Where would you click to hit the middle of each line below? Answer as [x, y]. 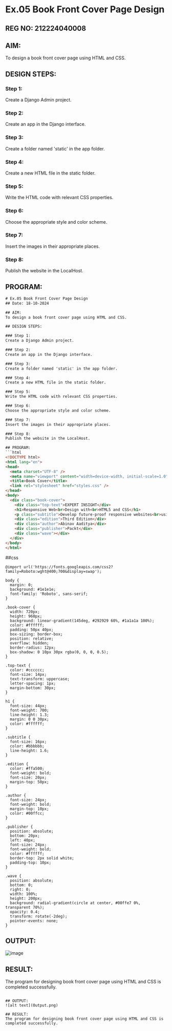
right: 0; [20, 889]
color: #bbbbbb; [27, 746]
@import [14, 567]
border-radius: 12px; [33, 648]
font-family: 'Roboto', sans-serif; [49, 594]
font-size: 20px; [28, 777]
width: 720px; [25, 612]
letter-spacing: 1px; [33, 683]
